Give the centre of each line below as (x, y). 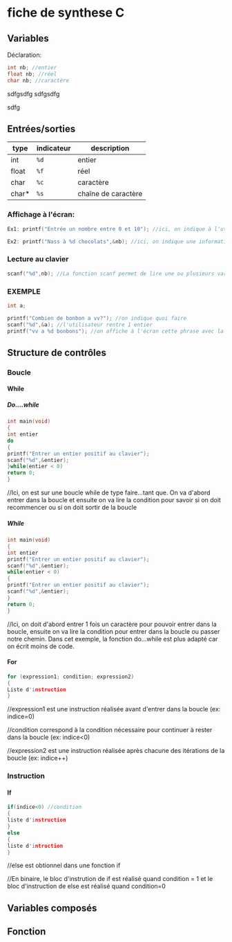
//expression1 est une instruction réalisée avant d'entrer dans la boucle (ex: (114, 709)
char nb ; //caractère (38, 80)
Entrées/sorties (41, 129)
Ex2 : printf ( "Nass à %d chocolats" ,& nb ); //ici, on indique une (101, 241)
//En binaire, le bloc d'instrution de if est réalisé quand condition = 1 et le (110, 879)
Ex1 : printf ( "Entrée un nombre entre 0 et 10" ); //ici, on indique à (109, 229)
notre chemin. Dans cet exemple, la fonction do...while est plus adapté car (113, 639)
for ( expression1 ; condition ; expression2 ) (71, 677)
